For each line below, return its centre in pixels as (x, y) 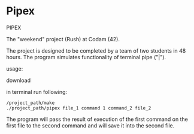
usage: (15, 68)
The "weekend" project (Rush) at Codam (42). (63, 39)
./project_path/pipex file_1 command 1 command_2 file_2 (79, 108)
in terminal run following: (37, 92)
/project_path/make (31, 103)
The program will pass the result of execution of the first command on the (97, 119)
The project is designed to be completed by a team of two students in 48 (96, 51)
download (19, 80)
